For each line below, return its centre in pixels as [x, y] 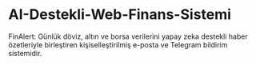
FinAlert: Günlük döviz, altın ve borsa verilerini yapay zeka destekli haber [128, 36]
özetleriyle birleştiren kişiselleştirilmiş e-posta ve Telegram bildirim [118, 44]
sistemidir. [25, 53]
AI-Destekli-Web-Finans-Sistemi [120, 15]
